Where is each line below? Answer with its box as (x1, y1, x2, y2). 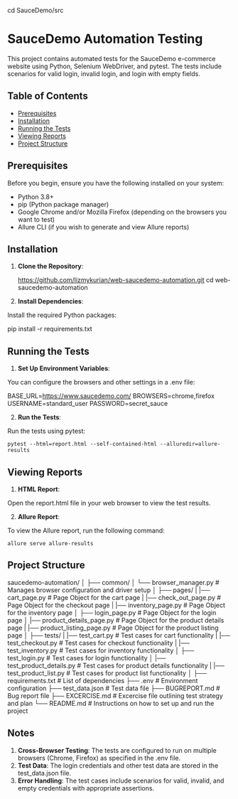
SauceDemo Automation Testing (7, 31, 203, 47)
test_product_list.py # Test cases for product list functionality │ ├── (7, 668, 207, 677)
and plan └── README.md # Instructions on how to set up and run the (7, 699, 215, 707)
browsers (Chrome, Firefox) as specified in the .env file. (17, 754, 181, 762)
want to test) (17, 215, 55, 223)
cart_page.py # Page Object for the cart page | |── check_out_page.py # (7, 593, 222, 601)
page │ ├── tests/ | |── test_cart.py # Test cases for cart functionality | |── (7, 631, 231, 639)
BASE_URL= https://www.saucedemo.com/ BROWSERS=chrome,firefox (7, 392, 215, 400)
